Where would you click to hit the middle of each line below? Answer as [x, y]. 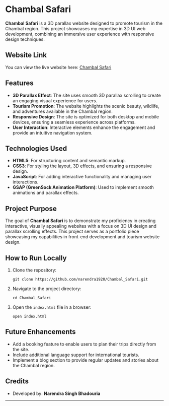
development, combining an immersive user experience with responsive [80, 34]
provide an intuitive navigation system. [52, 132]
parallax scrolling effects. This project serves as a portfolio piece [72, 231]
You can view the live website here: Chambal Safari [58, 67]
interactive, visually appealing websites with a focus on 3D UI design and [81, 226]
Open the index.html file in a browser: [52, 307]
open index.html [29, 316]
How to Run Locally [36, 258]
